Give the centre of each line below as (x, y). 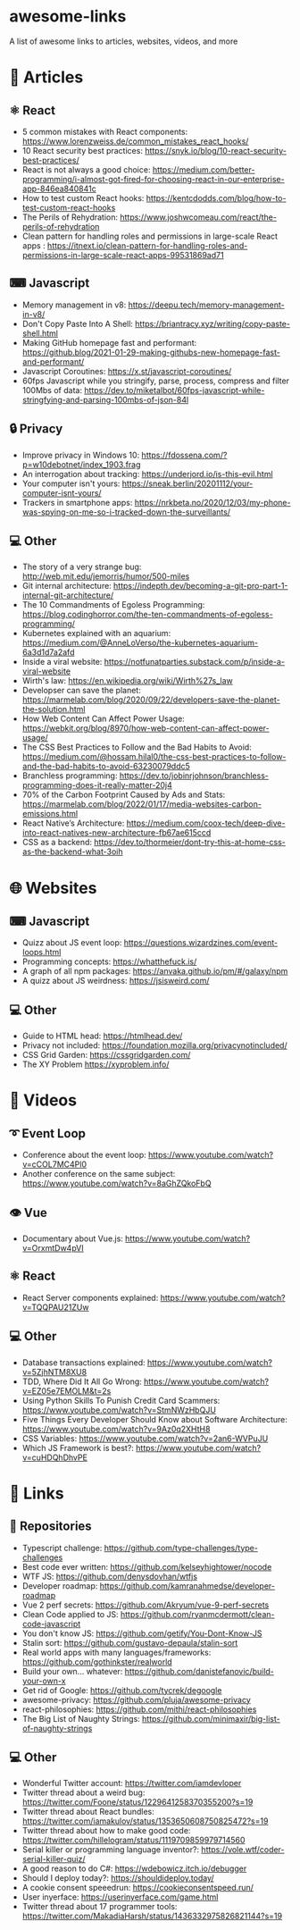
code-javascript (51, 1624)
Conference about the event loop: (84, 1155)
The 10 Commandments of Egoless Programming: (113, 605)
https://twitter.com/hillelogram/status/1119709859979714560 (133, 1840)
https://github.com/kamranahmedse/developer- (187, 1586)
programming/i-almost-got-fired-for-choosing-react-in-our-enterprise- (153, 179)
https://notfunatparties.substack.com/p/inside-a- (195, 662)
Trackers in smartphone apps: (77, 502)
